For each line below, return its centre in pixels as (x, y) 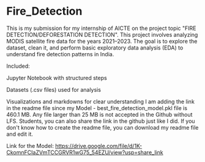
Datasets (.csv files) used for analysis (54, 89)
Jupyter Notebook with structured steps (57, 78)
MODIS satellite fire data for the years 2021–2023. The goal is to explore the (102, 41)
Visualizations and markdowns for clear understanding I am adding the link (100, 101)
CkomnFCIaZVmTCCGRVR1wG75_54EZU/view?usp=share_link (85, 152)
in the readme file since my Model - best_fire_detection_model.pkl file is (97, 108)
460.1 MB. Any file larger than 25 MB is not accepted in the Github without (99, 114)
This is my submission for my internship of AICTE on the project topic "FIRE (102, 28)
